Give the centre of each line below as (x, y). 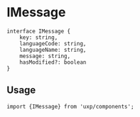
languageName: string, (53, 50)
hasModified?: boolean (53, 62)
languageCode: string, (53, 43)
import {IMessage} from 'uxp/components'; (70, 106)
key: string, (39, 37)
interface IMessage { (39, 31)
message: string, (45, 56)
